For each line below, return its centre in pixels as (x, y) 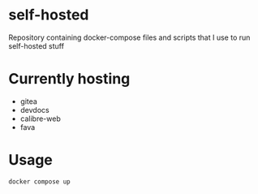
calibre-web (40, 119)
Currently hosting (69, 79)
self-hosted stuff (37, 45)
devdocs (35, 110)
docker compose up (39, 181)
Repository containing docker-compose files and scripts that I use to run (129, 37)
